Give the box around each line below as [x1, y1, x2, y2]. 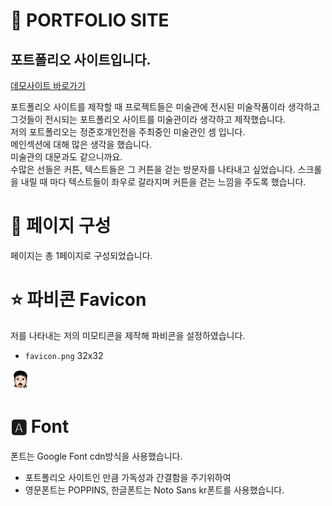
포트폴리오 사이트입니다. [10, 51, 152, 68]
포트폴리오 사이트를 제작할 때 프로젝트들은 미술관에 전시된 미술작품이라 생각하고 [10, 101, 321, 113]
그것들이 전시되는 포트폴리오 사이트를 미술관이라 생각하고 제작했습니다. [10, 114, 286, 125]
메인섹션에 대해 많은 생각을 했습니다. [10, 139, 152, 150]
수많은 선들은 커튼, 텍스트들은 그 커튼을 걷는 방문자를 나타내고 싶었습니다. [10, 164, 296, 175]
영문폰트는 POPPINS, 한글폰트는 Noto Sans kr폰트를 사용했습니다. [24, 484, 285, 496]
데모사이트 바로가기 [10, 80, 86, 91]
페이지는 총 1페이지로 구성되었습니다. [10, 249, 153, 261]
